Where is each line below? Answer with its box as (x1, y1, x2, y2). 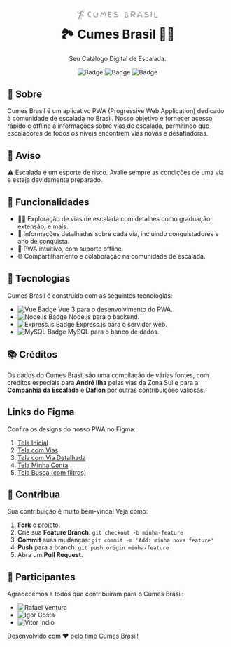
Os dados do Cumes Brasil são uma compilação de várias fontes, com (7, 371, 209, 379)
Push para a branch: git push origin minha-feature (17, 543, 169, 551)
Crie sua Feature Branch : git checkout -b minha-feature (17, 528, 183, 537)
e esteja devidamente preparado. (7, 176, 103, 184)
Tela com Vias (17, 445, 58, 455)
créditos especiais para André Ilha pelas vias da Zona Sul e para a (7, 378, 199, 386)
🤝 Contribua (7, 488, 61, 500)
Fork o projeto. (17, 521, 61, 529)
